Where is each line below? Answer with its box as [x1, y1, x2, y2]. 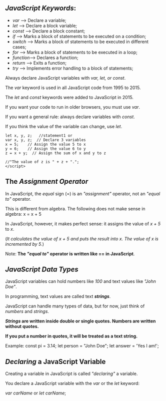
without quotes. [5, 323, 39, 329]
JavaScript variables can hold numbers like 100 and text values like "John [5, 278, 156, 284]
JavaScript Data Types [5, 265, 78, 274]
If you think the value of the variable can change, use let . [5, 123, 122, 129]
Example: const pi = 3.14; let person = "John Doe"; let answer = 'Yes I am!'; [5, 343, 159, 349]
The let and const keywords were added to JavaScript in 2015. [5, 94, 134, 100]
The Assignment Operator [5, 177, 88, 186]
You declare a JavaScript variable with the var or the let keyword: [5, 380, 140, 386]
